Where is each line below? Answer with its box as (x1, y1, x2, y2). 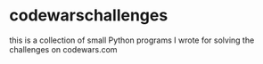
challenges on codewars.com (9, 44, 118, 54)
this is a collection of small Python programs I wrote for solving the (9, 35, 255, 45)
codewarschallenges (9, 5, 168, 26)
